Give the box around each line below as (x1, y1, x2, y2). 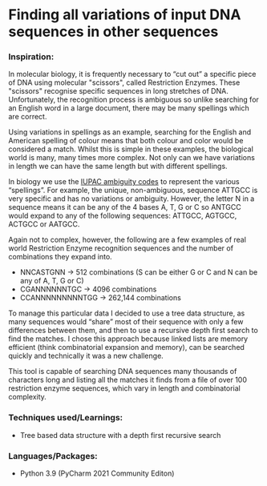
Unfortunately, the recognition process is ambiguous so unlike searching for (8, 94, 259, 105)
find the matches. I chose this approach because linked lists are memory (8, 334, 249, 343)
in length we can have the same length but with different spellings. (8, 162, 228, 171)
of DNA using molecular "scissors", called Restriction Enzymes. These (8, 78, 241, 87)
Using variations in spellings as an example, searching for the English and (8, 127, 252, 137)
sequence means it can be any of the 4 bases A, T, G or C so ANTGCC (8, 203, 242, 212)
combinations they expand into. (8, 252, 112, 262)
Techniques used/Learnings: (8, 412, 123, 424)
